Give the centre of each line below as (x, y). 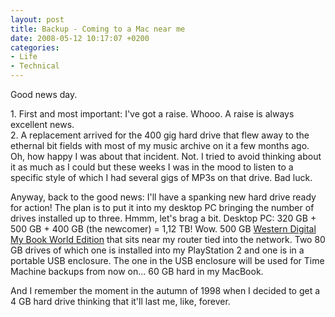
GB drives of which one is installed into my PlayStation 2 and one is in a (157, 250)
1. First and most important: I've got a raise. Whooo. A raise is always (152, 114)
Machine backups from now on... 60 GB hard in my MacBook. (137, 271)
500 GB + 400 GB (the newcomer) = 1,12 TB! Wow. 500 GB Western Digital (163, 229)
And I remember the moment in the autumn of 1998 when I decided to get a (165, 290)
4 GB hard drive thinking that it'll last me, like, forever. (120, 301)
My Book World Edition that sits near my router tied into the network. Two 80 (168, 239)
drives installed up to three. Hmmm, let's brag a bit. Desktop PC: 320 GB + (163, 218)
